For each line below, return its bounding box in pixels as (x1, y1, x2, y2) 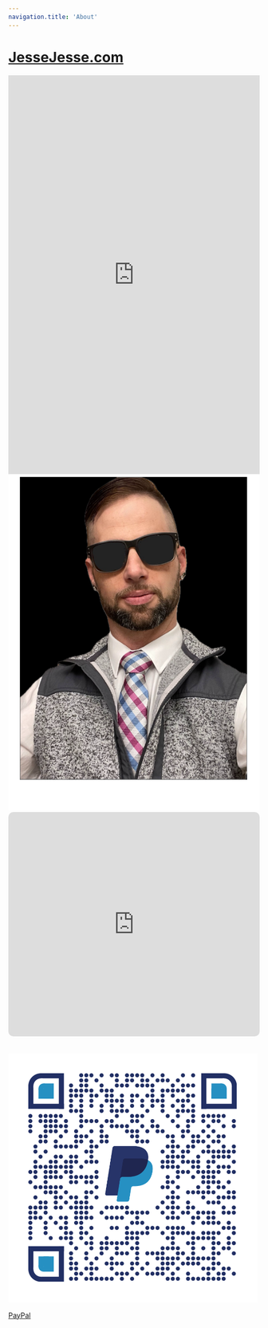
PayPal (8, 1310, 31, 1320)
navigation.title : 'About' (8, 13, 98, 21)
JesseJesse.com (8, 48, 124, 66)
